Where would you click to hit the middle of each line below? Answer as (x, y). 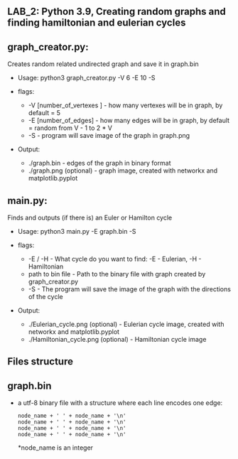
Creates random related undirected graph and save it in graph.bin (103, 64)
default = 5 (44, 113)
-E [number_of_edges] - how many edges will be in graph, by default (129, 121)
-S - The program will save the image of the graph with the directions (129, 289)
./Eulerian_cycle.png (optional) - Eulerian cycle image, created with (126, 324)
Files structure (40, 362)
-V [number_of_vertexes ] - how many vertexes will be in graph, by (125, 105)
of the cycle (45, 297)
